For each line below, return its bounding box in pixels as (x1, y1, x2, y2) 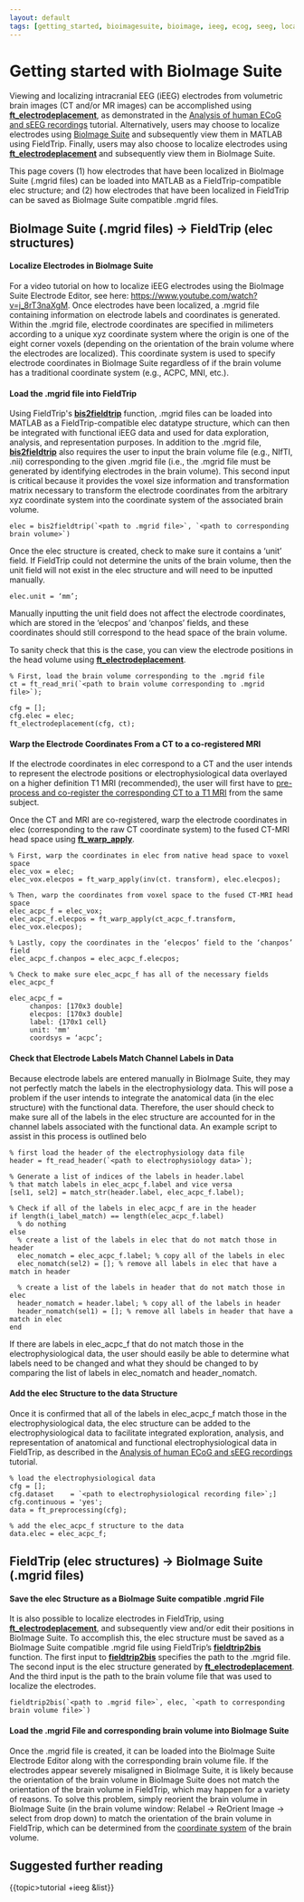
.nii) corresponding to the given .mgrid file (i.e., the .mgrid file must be (9, 456, 271, 467)
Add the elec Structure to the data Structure (9, 1388, 178, 1399)
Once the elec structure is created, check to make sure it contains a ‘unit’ (9, 545, 282, 557)
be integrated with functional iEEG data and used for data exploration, (9, 427, 270, 438)
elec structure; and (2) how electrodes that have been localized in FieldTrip (9, 185, 290, 196)
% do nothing (17, 1219, 67, 1228)
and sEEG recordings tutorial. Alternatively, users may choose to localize (9, 120, 280, 130)
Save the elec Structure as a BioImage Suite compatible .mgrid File (9, 1593, 265, 1604)
